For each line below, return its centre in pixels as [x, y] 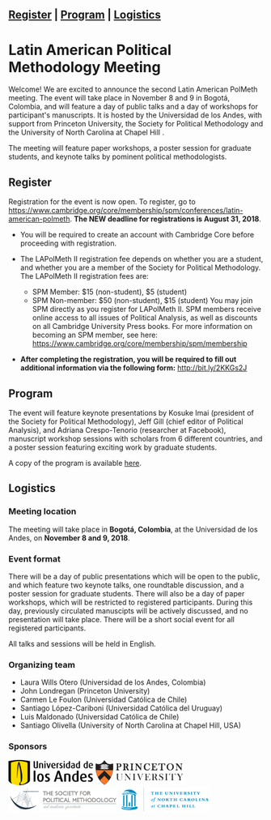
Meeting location [42, 511]
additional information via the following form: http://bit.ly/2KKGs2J [133, 368]
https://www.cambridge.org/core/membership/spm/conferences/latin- [126, 211]
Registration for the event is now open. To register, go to [102, 202]
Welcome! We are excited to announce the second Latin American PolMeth [133, 89]
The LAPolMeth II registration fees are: [84, 276]
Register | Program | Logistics [85, 15]
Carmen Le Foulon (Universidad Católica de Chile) [104, 700]
